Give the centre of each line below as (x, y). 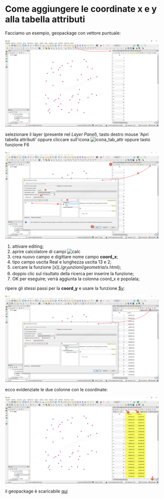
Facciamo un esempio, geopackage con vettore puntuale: (63, 33)
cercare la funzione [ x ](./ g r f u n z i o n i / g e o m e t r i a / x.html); (67, 268)
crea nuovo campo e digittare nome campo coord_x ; (65, 257)
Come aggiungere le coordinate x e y (81, 9)
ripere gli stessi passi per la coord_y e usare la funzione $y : (65, 288)
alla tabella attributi (45, 19)
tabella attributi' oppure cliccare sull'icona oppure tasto (78, 140)
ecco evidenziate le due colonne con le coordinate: (57, 390)
